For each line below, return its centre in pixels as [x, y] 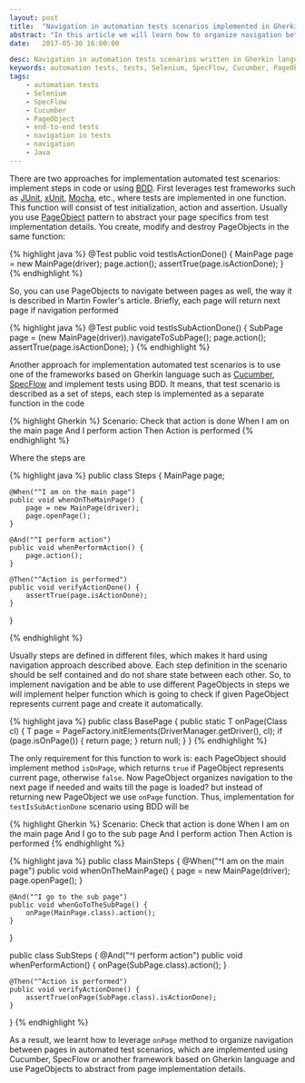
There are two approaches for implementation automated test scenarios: [145, 178]
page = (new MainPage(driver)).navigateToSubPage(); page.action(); [138, 337]
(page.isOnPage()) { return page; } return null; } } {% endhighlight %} [138, 740]
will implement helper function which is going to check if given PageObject [149, 694]
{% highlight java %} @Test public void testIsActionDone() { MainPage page [152, 253]
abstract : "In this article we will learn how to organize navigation [146, 35]
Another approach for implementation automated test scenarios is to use [145, 364]
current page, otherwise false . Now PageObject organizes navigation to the [151, 777]
